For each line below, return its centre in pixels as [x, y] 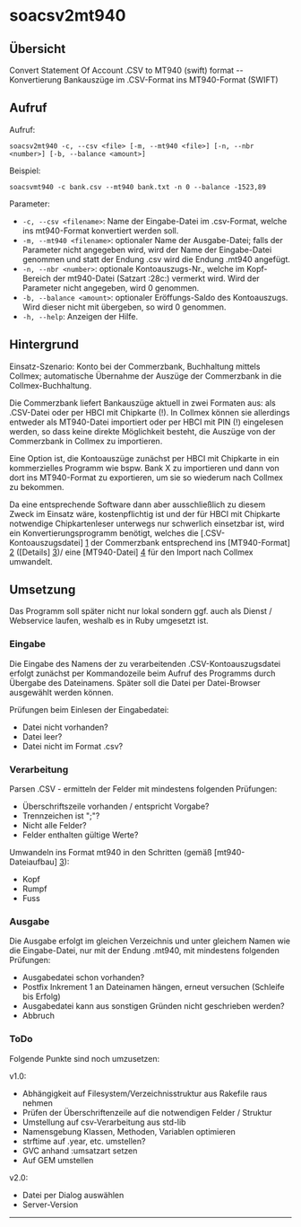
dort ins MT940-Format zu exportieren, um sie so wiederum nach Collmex [146, 478]
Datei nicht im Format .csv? [73, 746]
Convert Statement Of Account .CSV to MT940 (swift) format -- [126, 70]
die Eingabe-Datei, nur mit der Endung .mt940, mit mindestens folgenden [144, 951]
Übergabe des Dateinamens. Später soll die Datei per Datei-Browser [135, 682]
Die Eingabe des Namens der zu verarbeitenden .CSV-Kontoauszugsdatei [145, 663]
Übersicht [38, 49]
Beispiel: [25, 171]
